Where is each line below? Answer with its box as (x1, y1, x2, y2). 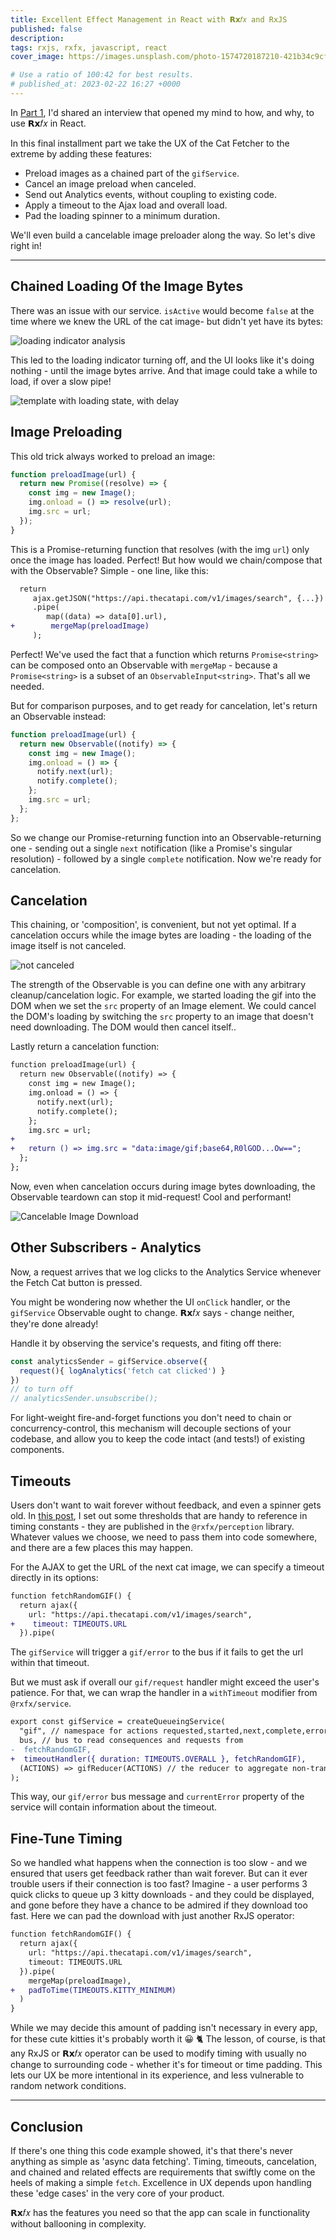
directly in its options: (10, 1571, 99, 1583)
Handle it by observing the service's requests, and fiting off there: (10, 1337, 282, 1349)
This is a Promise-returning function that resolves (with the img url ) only (10, 543, 310, 555)
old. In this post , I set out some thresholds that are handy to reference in (10, 1509, 308, 1521)
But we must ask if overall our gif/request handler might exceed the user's (10, 1676, 320, 1688)
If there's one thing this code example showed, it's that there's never (10, 2144, 293, 2156)
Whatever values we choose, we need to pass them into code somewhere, (10, 1531, 318, 1543)
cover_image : (10, 52, 65, 62)
